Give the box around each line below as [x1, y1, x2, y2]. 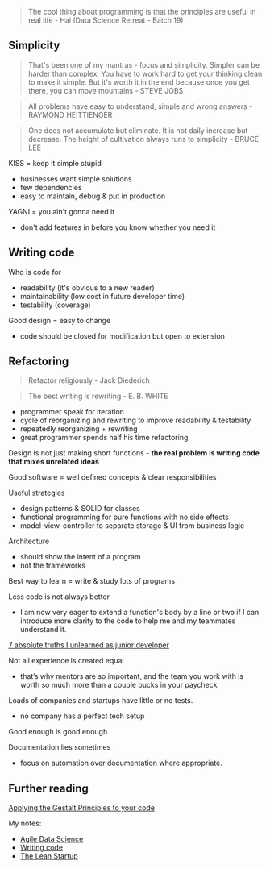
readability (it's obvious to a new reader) [19, 282, 155, 293]
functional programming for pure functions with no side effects [19, 512, 230, 522]
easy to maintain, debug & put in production [19, 191, 166, 201]
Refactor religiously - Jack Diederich [27, 376, 151, 385]
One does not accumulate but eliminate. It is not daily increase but [27, 125, 248, 135]
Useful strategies [8, 488, 65, 498]
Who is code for [8, 267, 62, 276]
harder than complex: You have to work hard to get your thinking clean [27, 69, 263, 78]
